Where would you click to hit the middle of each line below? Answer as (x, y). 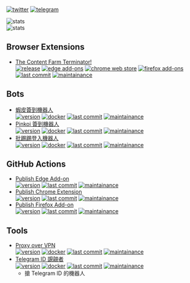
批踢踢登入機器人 (37, 138)
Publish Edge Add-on (42, 179)
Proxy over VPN (35, 246)
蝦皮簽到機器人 (34, 110)
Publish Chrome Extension (48, 192)
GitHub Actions (36, 164)
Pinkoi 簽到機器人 (37, 124)
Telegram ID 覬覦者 (40, 259)
